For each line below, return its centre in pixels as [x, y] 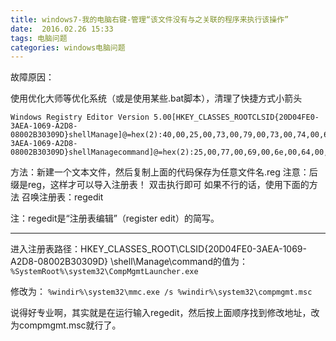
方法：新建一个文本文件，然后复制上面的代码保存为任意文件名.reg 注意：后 [164, 172]
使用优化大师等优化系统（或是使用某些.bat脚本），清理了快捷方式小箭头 [156, 98]
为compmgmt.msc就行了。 [66, 325]
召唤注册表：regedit [62, 197]
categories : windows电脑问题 [68, 47]
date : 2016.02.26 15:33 [62, 29]
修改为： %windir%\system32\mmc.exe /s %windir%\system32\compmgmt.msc [161, 292]
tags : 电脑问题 [39, 38]
